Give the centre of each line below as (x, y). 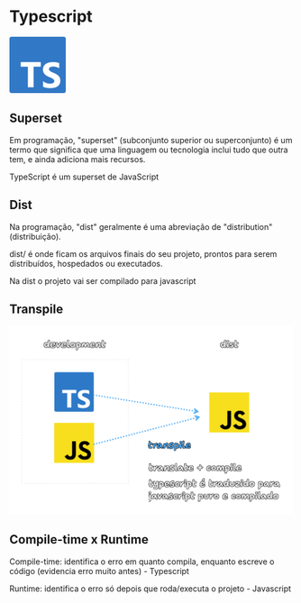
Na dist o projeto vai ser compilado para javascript (103, 280)
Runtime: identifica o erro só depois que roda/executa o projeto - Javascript (150, 589)
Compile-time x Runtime (79, 539)
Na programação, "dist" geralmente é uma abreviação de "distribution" (141, 226)
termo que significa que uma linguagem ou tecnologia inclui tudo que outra (149, 150)
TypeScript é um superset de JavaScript (84, 177)
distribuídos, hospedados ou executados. (86, 263)
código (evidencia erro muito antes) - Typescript (99, 571)
